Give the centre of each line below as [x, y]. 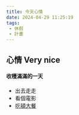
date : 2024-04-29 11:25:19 [40, 17]
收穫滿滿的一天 [25, 76]
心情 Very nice [34, 60]
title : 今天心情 [25, 12]
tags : [13, 23]
